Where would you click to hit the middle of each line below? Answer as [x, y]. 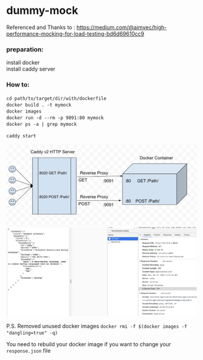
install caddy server [31, 69]
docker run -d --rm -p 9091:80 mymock [55, 118]
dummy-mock [42, 11]
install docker [23, 63]
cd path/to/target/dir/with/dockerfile [56, 98]
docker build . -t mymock [39, 105]
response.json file [29, 351]
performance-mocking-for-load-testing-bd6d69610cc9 [75, 33]
